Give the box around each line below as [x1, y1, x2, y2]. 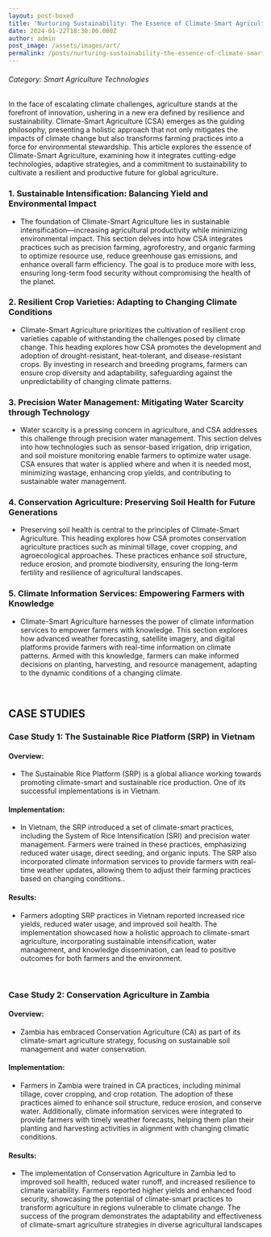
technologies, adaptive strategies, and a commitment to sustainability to [8, 159, 248, 169]
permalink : [8, 49, 45, 57]
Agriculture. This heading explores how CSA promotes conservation [19, 533, 247, 543]
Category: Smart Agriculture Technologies [8, 74, 149, 84]
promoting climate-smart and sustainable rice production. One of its [19, 778, 246, 788]
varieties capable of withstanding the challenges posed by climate [19, 333, 240, 343]
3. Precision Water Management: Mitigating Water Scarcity [8, 396, 244, 407]
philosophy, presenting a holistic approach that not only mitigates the [8, 125, 238, 135]
